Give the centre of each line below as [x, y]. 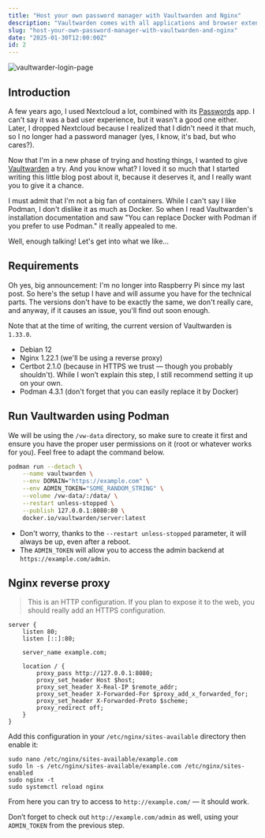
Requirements [43, 266]
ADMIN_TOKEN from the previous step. [66, 825]
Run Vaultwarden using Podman [89, 416]
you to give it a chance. [46, 185]
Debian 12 [36, 349]
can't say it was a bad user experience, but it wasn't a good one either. [123, 119]
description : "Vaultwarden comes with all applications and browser [123, 23]
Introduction [39, 92]
